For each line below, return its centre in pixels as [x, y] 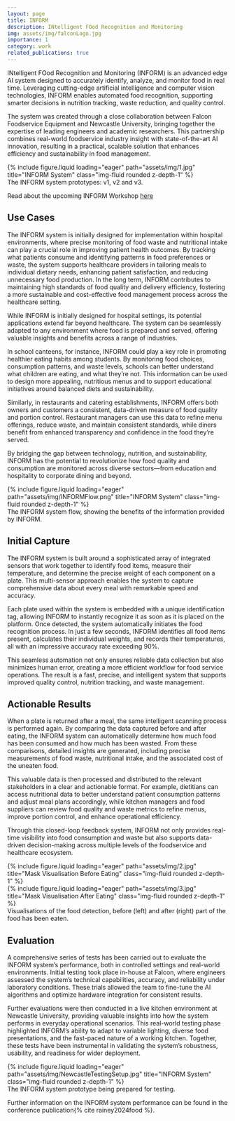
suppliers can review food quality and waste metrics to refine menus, [107, 809]
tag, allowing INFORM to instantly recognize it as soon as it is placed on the [116, 616]
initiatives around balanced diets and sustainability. [81, 389]
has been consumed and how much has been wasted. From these [102, 743]
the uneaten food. [33, 766]
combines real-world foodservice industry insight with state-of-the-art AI [113, 138]
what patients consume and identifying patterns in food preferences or [109, 257]
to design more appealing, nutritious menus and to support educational [109, 381]
